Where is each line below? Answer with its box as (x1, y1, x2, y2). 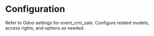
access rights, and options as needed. (5, 25, 85, 31)
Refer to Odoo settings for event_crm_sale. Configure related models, (5, 20, 149, 26)
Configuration (5, 3, 66, 15)
